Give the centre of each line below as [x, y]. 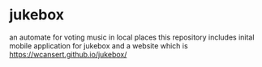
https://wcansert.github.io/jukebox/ [68, 54]
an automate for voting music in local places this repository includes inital [132, 37]
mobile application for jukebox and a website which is [99, 45]
